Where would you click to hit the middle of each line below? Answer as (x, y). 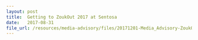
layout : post (22, 11)
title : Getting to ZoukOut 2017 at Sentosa (62, 17)
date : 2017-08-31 (30, 22)
